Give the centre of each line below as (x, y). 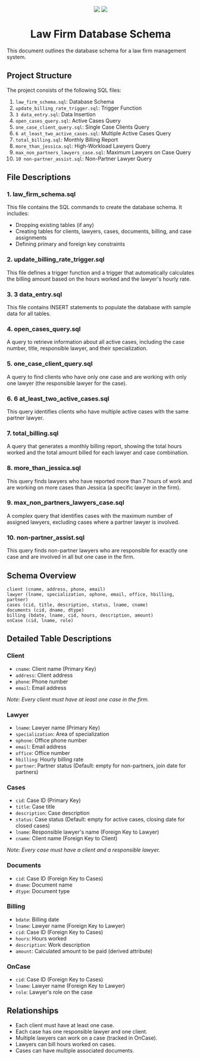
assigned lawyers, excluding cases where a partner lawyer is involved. (93, 522)
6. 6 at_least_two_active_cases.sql (58, 399)
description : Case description (52, 813)
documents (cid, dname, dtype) (46, 610)
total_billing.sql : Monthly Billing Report (67, 139)
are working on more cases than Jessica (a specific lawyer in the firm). (94, 487)
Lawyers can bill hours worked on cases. (65, 1044)
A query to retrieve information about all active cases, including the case (96, 342)
